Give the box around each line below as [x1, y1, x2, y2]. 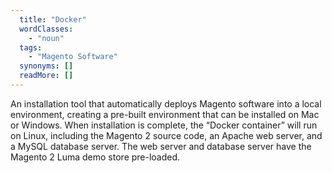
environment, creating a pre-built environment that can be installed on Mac [10, 108, 320, 120]
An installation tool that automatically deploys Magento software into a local [10, 97, 322, 110]
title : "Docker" [19, 14, 87, 25]
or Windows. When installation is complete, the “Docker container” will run [10, 119, 318, 131]
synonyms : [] [19, 61, 74, 71]
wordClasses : [19, 24, 74, 34]
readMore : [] [19, 71, 74, 81]
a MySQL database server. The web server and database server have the [10, 140, 312, 152]
